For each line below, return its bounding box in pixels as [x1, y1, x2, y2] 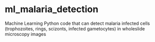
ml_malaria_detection [5, 4, 99, 15]
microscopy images [5, 31, 47, 37]
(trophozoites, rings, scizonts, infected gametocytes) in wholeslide [5, 25, 145, 31]
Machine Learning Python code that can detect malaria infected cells [5, 20, 150, 26]
